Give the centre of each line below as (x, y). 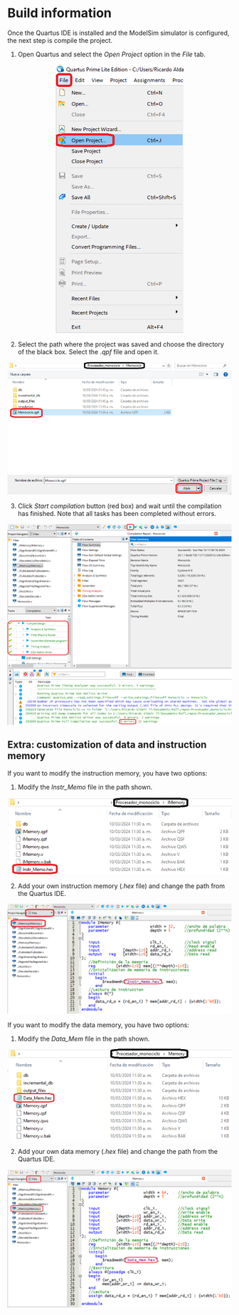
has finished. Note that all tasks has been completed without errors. (117, 513)
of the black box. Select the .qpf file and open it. (88, 351)
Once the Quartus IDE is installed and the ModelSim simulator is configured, (118, 33)
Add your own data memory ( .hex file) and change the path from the (118, 1152)
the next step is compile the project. (60, 40)
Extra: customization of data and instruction (107, 745)
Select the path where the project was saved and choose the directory (121, 344)
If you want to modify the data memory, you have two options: (99, 1025)
